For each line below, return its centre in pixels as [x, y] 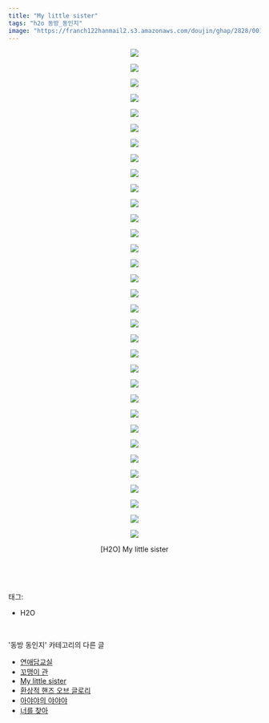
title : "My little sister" [53, 16]
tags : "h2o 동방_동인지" [45, 23]
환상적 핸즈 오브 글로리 [55, 691]
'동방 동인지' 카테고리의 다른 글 [56, 645]
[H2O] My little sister [134, 549]
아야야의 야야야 [44, 701]
